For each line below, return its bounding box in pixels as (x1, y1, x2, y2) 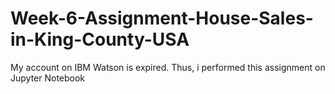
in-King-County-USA (10, 28, 190, 51)
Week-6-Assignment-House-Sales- (10, 7, 314, 30)
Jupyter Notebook (10, 72, 86, 84)
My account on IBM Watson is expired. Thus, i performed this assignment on (10, 61, 326, 73)
